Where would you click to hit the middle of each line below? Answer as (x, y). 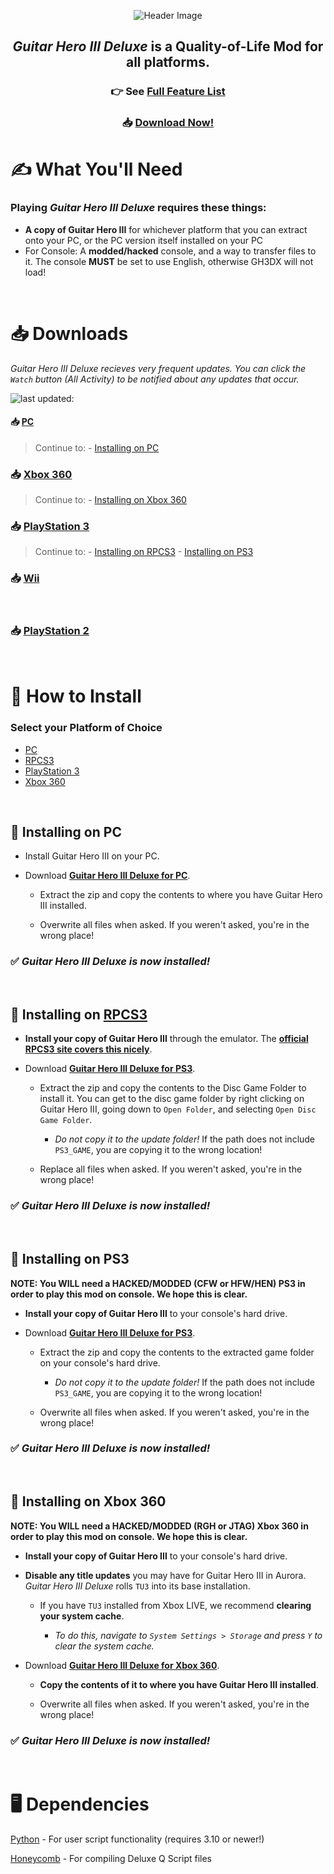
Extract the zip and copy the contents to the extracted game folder (177, 1352)
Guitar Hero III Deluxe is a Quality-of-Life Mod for (168, 46)
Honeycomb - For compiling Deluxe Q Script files (111, 1858)
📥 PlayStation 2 (50, 630)
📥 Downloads (69, 333)
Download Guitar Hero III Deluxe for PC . (107, 876)
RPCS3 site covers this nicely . (88, 1049)
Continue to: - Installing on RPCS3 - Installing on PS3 (144, 552)
